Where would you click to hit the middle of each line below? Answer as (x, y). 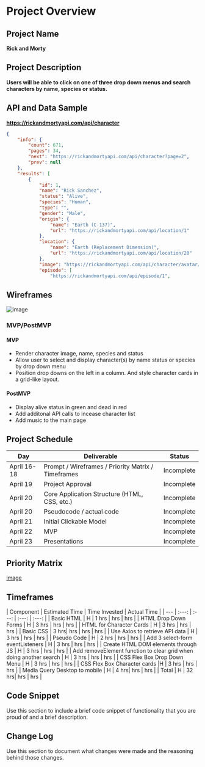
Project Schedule (40, 439)
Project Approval (67, 484)
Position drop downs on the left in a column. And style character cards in (106, 373)
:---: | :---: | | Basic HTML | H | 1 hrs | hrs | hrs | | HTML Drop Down (102, 618)
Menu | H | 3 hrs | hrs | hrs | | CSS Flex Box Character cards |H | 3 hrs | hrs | (102, 663)
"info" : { (30, 140)
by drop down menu (40, 366)
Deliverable (100, 456)
